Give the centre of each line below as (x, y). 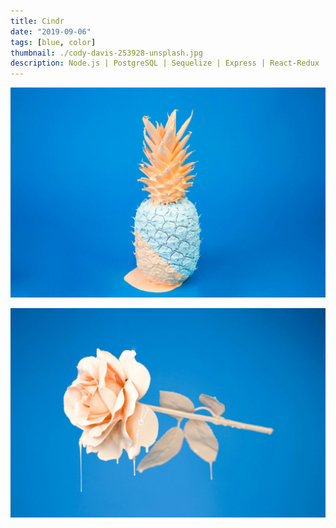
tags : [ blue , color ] (53, 42)
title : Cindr (37, 21)
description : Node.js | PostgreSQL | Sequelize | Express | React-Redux (165, 63)
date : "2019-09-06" (51, 31)
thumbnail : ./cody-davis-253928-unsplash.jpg (106, 53)
